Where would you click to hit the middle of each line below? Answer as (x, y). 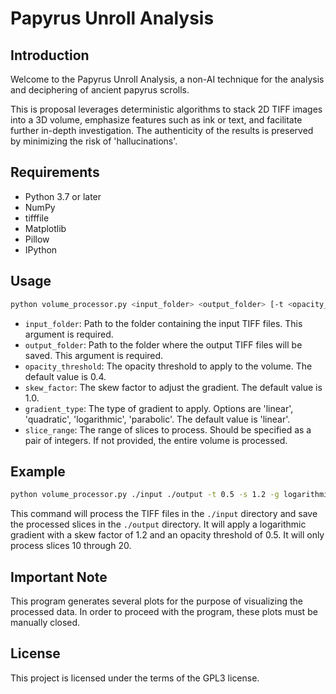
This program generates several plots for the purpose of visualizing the (156, 601)
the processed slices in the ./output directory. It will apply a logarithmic (158, 524)
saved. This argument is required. (94, 355)
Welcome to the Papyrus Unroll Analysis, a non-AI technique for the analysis (167, 79)
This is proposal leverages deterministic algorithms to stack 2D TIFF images (166, 109)
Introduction (50, 55)
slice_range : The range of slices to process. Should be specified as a (168, 429)
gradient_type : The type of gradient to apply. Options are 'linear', (159, 408)
